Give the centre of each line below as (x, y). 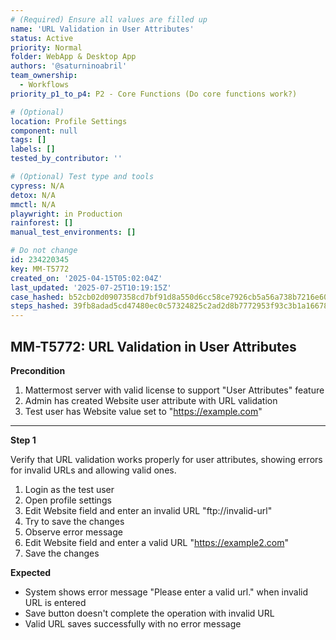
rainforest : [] (42, 223)
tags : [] (28, 140)
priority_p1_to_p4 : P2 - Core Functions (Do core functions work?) (154, 94)
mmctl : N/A (33, 204)
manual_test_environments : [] (73, 232)
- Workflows (44, 85)
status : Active (42, 38)
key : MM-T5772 (40, 269)
